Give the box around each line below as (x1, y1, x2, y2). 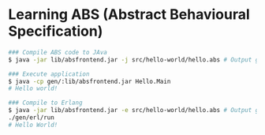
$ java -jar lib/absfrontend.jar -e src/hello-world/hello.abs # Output (8, 107, 252, 114)
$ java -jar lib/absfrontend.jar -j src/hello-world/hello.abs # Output (8, 55, 252, 64)
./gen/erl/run (8, 114, 55, 122)
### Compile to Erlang (8, 99, 83, 107)
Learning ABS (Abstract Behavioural (8, 6, 250, 24)
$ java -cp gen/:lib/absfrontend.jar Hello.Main (8, 77, 171, 85)
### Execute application (8, 69, 90, 78)
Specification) (8, 22, 103, 40)
